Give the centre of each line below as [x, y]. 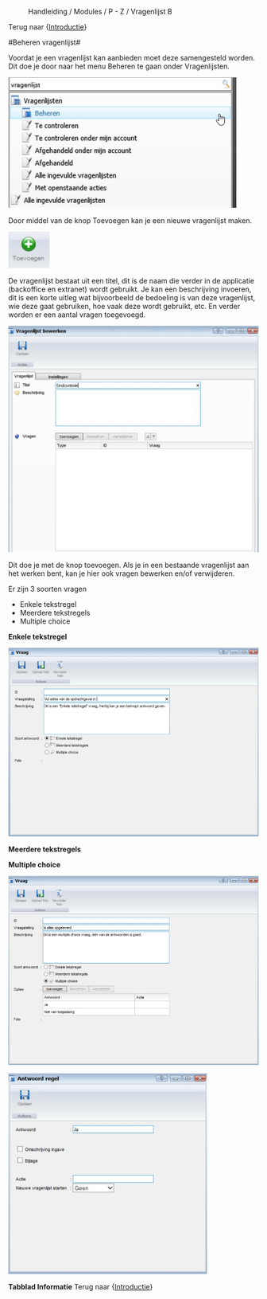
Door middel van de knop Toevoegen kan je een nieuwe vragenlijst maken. [130, 221]
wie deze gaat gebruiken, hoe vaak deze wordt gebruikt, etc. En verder [124, 306]
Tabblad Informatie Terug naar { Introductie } [81, 1286]
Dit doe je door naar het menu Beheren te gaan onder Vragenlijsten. [119, 66]
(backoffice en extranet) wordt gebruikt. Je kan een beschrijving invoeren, [130, 289]
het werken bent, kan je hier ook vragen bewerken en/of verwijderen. [122, 573]
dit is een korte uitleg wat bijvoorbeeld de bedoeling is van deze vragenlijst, [132, 297]
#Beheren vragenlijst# [44, 42]
